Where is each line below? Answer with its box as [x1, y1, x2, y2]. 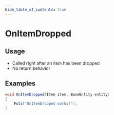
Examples [5, 80, 36, 88]
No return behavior [12, 65, 51, 71]
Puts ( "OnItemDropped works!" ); [14, 101, 77, 106]
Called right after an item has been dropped [12, 60, 100, 66]
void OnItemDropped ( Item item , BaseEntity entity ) [5, 92, 110, 97]
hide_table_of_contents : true [5, 7, 67, 12]
